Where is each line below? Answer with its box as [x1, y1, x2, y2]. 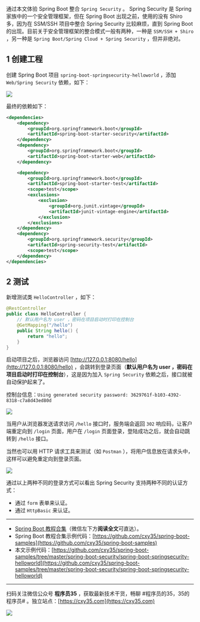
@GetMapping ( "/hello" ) [17, 322, 73, 328]
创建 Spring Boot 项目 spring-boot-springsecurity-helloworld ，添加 [6, 71, 177, 78]
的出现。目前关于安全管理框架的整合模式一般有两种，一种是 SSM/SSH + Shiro [6, 27, 194, 35]
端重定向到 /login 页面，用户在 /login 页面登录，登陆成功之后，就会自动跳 [6, 428, 190, 435]
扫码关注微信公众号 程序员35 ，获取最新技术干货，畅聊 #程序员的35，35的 [6, 590, 190, 598]
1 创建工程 [6, 54, 43, 65]
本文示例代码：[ [14, 546, 54, 554]
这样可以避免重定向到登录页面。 [6, 455, 85, 462]
